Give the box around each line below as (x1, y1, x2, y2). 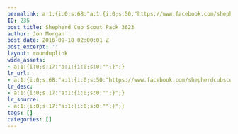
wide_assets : (7, 57, 46, 64)
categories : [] (7, 116, 52, 123)
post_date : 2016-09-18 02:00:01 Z (7, 37, 110, 44)
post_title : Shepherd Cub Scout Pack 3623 (7, 23, 135, 30)
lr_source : (7, 96, 40, 104)
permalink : (7, 10, 40, 18)
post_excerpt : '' (7, 43, 59, 50)
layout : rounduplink (7, 50, 69, 57)
